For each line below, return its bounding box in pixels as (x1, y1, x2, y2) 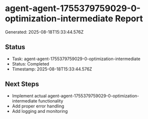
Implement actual (12, 93, 47, 99)
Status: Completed (12, 61, 49, 66)
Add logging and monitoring (12, 108, 68, 114)
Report (115, 13, 143, 24)
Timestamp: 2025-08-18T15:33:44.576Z (12, 66, 92, 72)
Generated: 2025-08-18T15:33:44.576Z (5, 29, 84, 35)
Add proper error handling (12, 103, 64, 109)
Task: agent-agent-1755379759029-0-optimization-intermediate (12, 56, 141, 62)
